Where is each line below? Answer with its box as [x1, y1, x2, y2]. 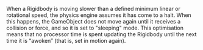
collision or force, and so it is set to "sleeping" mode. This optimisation [6, 24, 184, 31]
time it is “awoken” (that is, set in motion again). [6, 37, 126, 44]
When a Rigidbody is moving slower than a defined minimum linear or [6, 5, 181, 12]
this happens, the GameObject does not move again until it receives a [6, 18, 181, 25]
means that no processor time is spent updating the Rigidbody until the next [6, 31, 197, 38]
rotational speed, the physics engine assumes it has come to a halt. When [6, 11, 192, 19]
